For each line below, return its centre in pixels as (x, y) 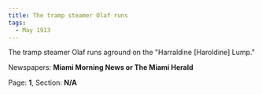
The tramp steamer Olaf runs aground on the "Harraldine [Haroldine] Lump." (132, 53)
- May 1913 (33, 30)
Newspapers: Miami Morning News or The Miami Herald (101, 68)
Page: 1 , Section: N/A (42, 82)
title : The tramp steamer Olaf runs (68, 15)
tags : (17, 23)
